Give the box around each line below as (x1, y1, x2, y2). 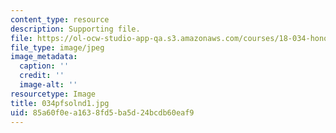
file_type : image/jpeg (10, 42, 105, 53)
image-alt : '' (19, 80, 78, 90)
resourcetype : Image (10, 89, 97, 99)
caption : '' (19, 61, 70, 71)
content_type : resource (10, 14, 110, 25)
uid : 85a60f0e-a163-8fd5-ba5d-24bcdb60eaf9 (10, 107, 195, 118)
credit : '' (19, 71, 65, 81)
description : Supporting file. (10, 24, 141, 34)
